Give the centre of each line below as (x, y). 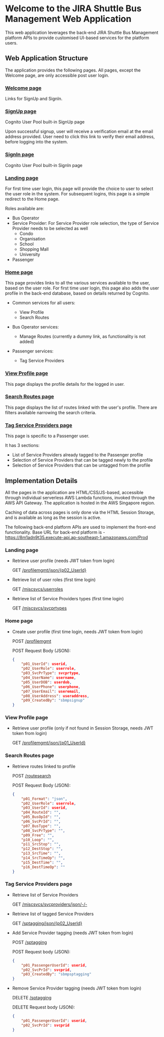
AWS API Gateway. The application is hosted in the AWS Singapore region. (80, 503)
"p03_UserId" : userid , (44, 808)
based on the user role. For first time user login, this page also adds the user (82, 288)
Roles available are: (25, 208)
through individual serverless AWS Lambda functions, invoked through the (80, 497)
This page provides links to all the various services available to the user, (78, 283)
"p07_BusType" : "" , (41, 826)
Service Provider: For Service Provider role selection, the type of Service (85, 223)
